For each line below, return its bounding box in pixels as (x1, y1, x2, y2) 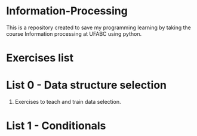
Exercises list (6, 51, 73, 65)
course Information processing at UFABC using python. (6, 30, 142, 37)
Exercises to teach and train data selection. (14, 98, 121, 106)
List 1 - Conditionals (6, 119, 106, 132)
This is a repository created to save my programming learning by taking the (6, 24, 191, 31)
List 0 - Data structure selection (6, 79, 167, 92)
